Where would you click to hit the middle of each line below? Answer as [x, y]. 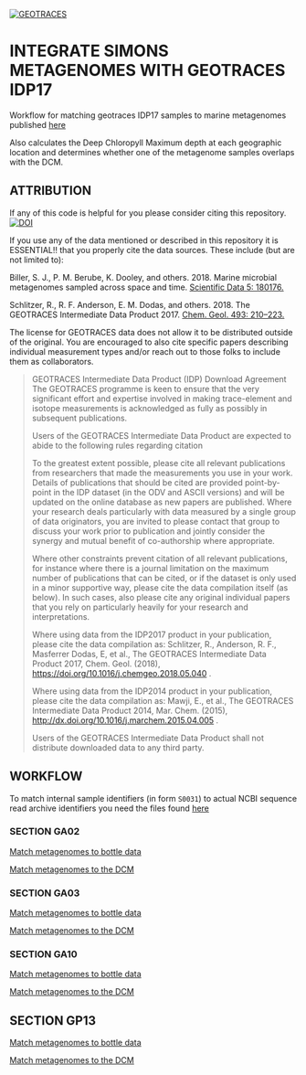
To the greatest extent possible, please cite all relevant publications [158, 463]
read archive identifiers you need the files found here [110, 808]
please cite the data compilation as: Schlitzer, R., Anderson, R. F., [154, 644]
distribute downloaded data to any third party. [118, 747]
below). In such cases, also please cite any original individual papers [161, 597]
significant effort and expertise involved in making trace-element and [162, 399]
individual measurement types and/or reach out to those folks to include [145, 351]
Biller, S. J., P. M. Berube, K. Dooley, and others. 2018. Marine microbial [143, 277]
